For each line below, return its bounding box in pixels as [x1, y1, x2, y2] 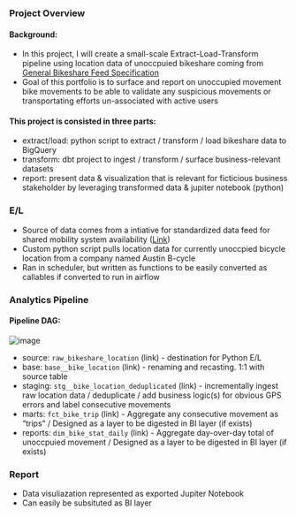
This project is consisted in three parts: [9, 116, 156, 126]
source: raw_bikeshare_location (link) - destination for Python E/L [21, 352, 262, 362]
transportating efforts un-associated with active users [21, 95, 219, 106]
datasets [21, 163, 55, 174]
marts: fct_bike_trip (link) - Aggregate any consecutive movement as [21, 408, 279, 419]
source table [21, 370, 68, 382]
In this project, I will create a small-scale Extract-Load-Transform [21, 49, 259, 59]
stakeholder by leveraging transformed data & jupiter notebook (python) [21, 182, 285, 193]
